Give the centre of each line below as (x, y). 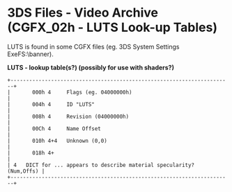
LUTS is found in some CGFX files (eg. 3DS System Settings (93, 46)
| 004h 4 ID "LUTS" (51, 104)
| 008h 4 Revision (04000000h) (68, 116)
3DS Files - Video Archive (83, 13)
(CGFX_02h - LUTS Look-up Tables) (113, 27)
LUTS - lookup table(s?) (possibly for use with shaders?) (91, 67)
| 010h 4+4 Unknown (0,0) (57, 141)
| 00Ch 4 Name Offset (54, 129)
